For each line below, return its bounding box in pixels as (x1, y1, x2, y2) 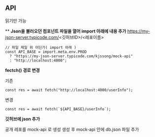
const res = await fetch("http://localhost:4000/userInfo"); (5, 87, 133, 93)
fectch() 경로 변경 (5, 67, 40, 73)
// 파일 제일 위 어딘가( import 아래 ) (5, 45, 77, 50)
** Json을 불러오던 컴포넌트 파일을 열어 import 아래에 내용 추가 (5, 28, 126, 34)
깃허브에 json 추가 (5, 116, 40, 122)
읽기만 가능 (5, 17, 27, 24)
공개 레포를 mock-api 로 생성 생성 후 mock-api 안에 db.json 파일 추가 (5, 126, 139, 132)
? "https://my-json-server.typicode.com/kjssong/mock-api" (9, 54, 133, 59)
